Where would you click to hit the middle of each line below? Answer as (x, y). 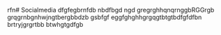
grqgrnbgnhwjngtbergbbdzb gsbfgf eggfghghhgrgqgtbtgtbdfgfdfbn (105, 17)
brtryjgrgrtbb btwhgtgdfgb (45, 24)
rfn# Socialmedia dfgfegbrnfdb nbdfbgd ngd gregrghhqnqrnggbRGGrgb (111, 10)
